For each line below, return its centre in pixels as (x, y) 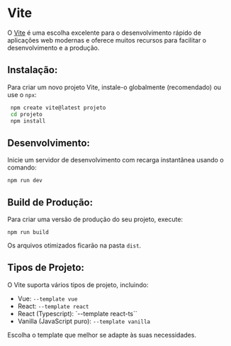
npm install (28, 121)
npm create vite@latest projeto (58, 108)
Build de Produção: (50, 202)
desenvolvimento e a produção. (53, 48)
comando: (22, 167)
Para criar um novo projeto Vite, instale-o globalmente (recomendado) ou (114, 87)
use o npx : (22, 94)
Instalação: (33, 70)
